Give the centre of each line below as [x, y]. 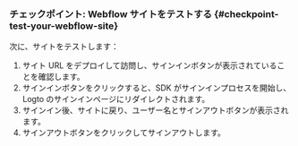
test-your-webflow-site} [64, 26]
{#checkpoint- [247, 13]
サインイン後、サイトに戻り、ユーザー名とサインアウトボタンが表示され [155, 110]
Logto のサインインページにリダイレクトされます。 [116, 99]
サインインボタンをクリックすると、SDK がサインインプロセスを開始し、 [157, 88]
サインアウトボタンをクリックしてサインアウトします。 [123, 133]
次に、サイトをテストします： [64, 47]
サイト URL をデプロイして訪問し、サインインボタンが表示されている [149, 65]
